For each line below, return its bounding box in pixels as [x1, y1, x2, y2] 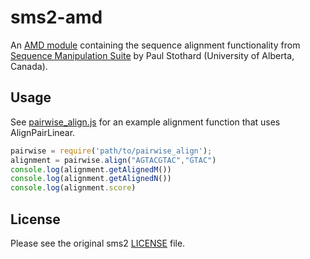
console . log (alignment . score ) [10, 183, 137, 193]
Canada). [10, 60, 48, 72]
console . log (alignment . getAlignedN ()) [10, 174, 172, 184]
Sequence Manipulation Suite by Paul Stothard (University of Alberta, [10, 49, 295, 61]
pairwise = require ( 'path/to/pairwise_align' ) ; [10, 146, 213, 156]
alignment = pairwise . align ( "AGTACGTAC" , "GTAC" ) [10, 155, 217, 165]
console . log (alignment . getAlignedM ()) [10, 164, 172, 175]
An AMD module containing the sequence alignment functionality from [10, 39, 301, 51]
